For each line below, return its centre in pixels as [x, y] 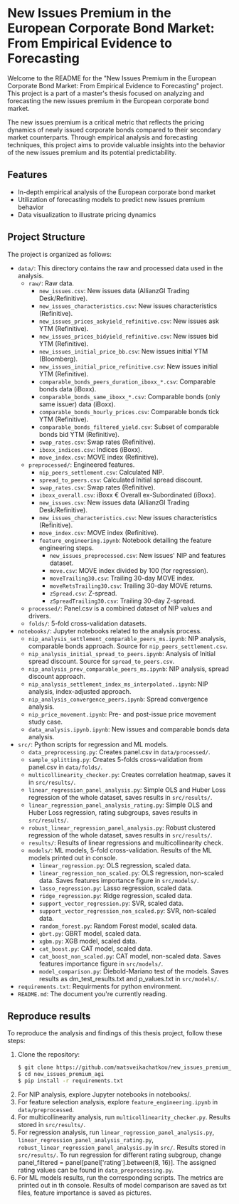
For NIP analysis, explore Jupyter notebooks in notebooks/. [104, 1094]
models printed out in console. [73, 857]
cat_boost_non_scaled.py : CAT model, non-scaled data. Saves [130, 956]
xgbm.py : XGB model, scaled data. [88, 941]
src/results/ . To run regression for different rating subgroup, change [119, 1155]
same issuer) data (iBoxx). [77, 404]
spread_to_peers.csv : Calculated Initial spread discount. [121, 480]
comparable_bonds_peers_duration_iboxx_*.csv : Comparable [127, 381]
